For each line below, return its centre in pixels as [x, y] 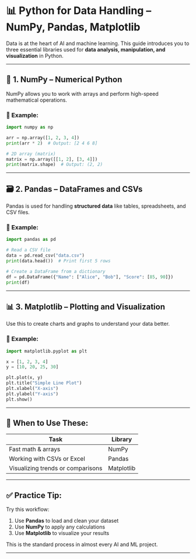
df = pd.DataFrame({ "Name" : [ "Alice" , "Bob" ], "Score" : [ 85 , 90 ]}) [90, 277]
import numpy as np [30, 127]
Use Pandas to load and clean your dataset [66, 521]
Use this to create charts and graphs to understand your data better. [88, 324]
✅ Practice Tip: [34, 495]
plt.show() [19, 399]
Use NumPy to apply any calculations [60, 527]
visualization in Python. [35, 56]
